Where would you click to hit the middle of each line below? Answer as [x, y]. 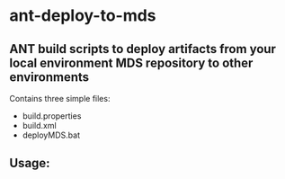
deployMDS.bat [51, 135]
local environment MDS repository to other [131, 63]
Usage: [30, 163]
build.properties [52, 116]
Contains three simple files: [60, 98]
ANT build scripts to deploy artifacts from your [143, 49]
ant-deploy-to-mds [83, 16]
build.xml [39, 125]
